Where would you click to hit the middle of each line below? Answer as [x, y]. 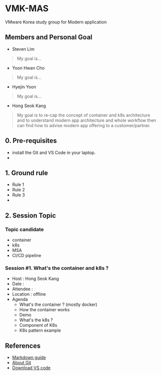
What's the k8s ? [36, 320]
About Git [22, 363]
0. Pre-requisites [31, 141]
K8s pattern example [40, 330]
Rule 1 [18, 185]
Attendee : [22, 289]
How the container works [44, 310]
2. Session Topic [31, 216]
